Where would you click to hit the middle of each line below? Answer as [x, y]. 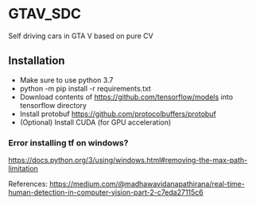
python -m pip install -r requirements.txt [85, 88]
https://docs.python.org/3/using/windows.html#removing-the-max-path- [128, 161]
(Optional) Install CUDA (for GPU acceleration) [95, 122]
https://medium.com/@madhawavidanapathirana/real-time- [147, 184]
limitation [23, 168]
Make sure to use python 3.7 [66, 79]
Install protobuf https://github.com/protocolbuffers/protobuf [118, 114]
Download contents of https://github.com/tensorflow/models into [126, 97]
